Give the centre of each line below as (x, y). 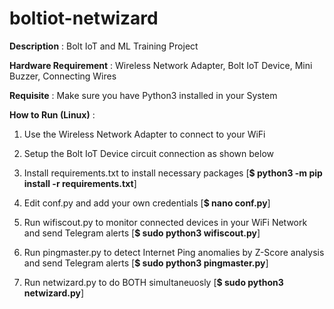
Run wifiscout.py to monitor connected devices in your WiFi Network (165, 222)
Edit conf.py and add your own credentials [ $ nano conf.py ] (147, 203)
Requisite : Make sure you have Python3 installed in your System (143, 95)
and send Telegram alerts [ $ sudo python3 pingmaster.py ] (146, 263)
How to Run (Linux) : (52, 114)
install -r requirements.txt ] (80, 183)
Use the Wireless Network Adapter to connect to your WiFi (144, 134)
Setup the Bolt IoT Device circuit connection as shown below (148, 153)
